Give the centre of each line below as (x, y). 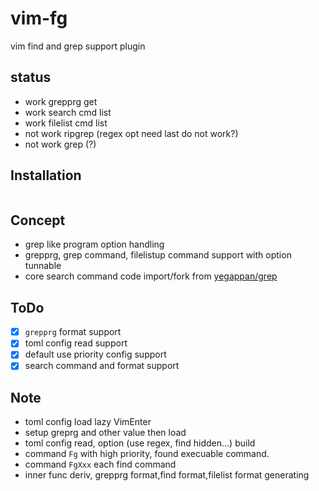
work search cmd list (68, 112)
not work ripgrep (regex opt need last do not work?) (131, 133)
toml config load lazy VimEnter (88, 422)
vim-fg (39, 18)
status (31, 77)
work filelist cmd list (66, 123)
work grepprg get (61, 101)
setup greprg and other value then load (105, 433)
